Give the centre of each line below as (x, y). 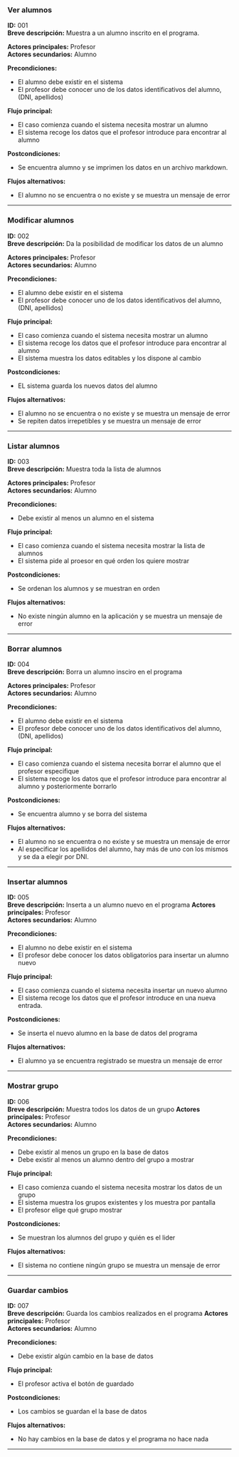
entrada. (30, 1006)
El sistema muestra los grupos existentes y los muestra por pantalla (116, 1202)
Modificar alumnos (41, 220)
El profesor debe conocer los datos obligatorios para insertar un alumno (123, 955)
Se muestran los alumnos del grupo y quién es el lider (96, 1237)
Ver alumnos (30, 10)
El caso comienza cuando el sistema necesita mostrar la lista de (111, 545)
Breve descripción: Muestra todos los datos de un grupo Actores (104, 1109)
